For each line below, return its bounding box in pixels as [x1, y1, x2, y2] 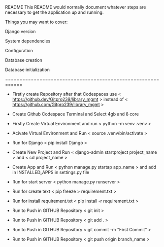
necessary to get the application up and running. [5, 9, 104, 15]
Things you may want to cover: [5, 19, 68, 25]
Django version [5, 29, 36, 34]
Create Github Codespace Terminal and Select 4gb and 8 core [12, 111, 139, 117]
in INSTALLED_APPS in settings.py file [12, 170, 90, 175]
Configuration [5, 48, 33, 53]
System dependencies [5, 38, 51, 44]
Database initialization [5, 67, 50, 72]
